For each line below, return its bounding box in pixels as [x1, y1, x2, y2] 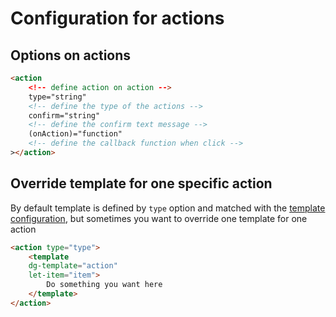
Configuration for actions [10, 7, 225, 30]
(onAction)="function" [28, 129, 123, 139]
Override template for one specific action [10, 175, 273, 192]
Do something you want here [46, 280, 163, 290]
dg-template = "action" [28, 261, 118, 271]
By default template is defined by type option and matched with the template [10, 202, 326, 214]
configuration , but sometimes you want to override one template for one [10, 212, 308, 224]
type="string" [28, 92, 87, 102]
